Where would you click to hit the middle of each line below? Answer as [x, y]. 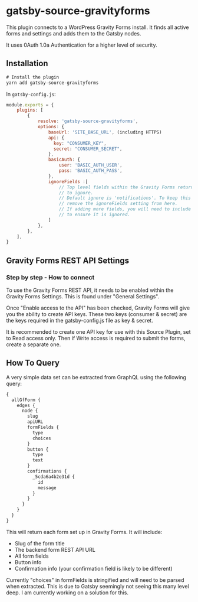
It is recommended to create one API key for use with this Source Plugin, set [98, 331]
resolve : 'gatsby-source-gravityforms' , [88, 121]
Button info [28, 562]
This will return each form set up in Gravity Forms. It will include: [84, 532]
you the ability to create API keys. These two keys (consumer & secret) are [97, 314]
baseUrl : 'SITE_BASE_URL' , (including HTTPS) [105, 132]
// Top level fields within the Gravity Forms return [126, 187]
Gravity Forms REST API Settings [68, 260]
